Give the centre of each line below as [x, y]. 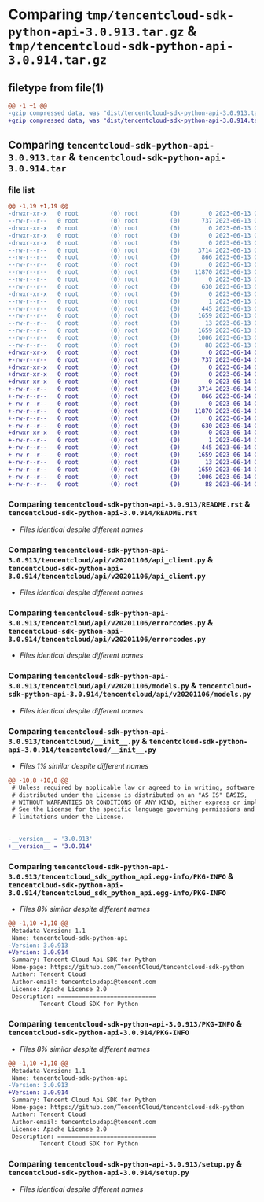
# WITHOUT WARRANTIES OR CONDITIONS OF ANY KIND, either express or [126, 802]
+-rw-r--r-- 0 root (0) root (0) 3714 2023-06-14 [130, 389]
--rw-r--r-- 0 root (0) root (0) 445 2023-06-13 [130, 308]
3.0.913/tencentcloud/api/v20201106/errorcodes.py [107, 623]
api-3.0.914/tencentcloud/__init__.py [82, 750]
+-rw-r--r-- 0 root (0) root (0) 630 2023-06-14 [130, 426]
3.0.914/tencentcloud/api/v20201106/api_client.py [107, 576]
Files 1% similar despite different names [84, 765]
